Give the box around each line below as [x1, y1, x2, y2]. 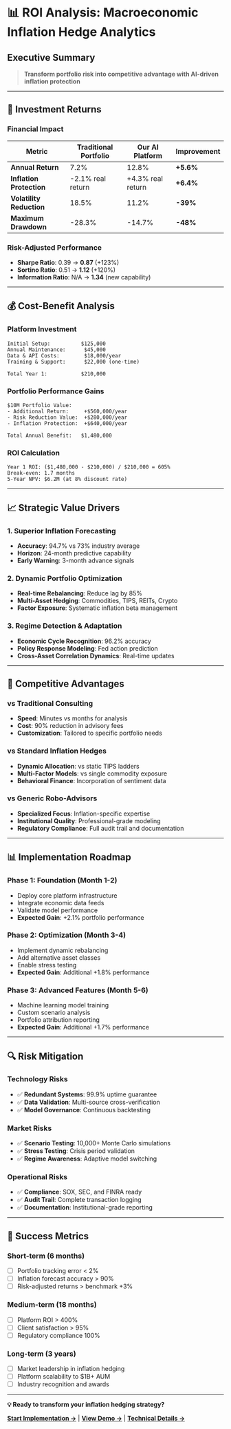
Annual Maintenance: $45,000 [7, 346, 107, 353]
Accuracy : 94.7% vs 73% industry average [16, 542, 140, 550]
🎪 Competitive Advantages [7, 678, 125, 689]
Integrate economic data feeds [16, 898, 104, 907]
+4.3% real [126, 173, 164, 183]
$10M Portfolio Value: [7, 402, 72, 408]
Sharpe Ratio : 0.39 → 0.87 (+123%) [16, 258, 120, 266]
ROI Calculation [7, 448, 60, 457]
